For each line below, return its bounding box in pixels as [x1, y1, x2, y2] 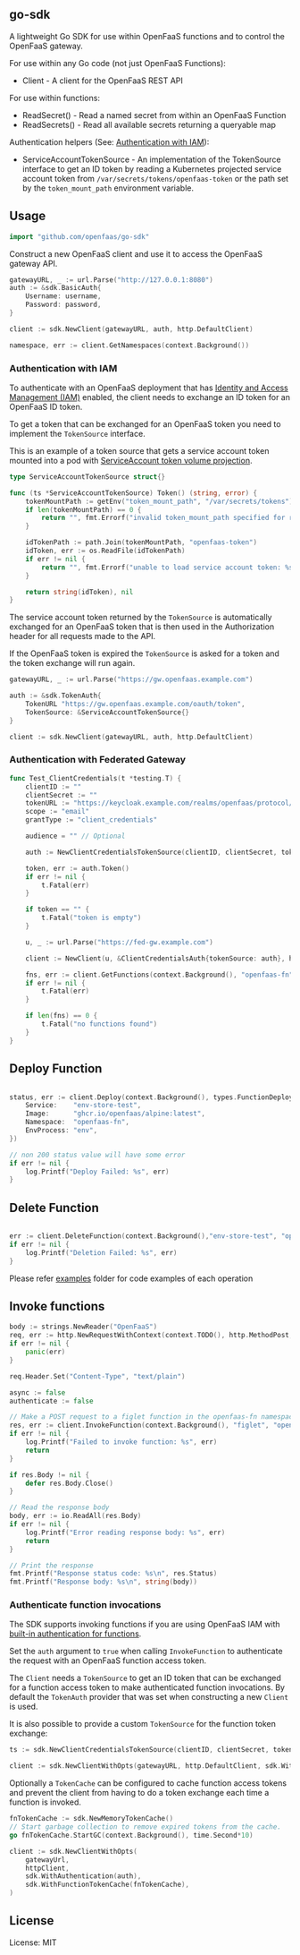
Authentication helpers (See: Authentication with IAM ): [9, 136, 210, 147]
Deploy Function [9, 1061, 103, 1077]
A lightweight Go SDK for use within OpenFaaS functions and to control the [9, 30, 286, 41]
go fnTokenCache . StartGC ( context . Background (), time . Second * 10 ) [9, 1831, 254, 1840]
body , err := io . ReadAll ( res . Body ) [9, 1512, 142, 1521]
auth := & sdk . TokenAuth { [9, 691, 102, 701]
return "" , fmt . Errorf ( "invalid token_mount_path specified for [41, 514, 286, 523]
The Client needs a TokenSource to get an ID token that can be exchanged [9, 1673, 281, 1684]
